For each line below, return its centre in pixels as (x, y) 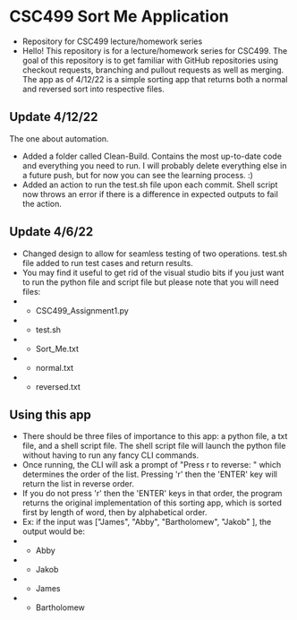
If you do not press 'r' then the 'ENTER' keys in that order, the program (152, 494)
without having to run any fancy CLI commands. (110, 455)
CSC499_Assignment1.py (82, 310)
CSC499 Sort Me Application (119, 17)
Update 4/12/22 (54, 117)
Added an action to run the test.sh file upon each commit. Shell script (150, 185)
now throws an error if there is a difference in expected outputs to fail (150, 194)
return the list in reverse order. (78, 484)
